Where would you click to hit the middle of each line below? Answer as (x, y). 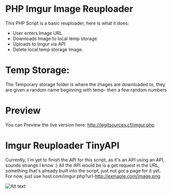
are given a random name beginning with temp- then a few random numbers (86, 90)
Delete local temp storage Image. (48, 49)
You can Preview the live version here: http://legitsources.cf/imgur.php (80, 125)
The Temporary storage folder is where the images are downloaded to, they (85, 84)
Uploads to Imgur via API (39, 44)
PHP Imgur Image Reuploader (69, 9)
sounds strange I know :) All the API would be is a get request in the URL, (83, 165)
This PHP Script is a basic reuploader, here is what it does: (67, 23)
